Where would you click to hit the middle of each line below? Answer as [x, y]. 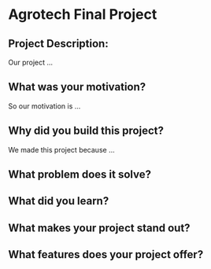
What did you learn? [59, 201]
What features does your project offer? [106, 254]
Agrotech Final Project [83, 15]
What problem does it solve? [80, 175]
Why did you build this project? [86, 131]
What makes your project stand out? [99, 228]
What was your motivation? [77, 87]
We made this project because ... [62, 149]
